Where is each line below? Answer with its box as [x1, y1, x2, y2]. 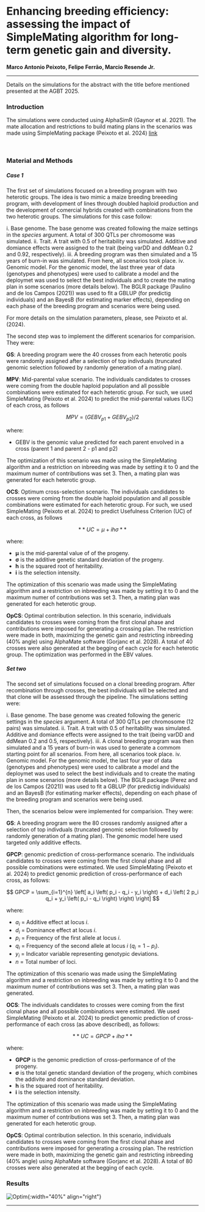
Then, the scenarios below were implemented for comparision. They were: [6, 807, 194, 815]
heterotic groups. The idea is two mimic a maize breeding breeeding [6, 193, 178, 201]
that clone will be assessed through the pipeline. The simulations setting [6, 693, 188, 700]
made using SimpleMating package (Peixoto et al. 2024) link [6, 129, 157, 137]
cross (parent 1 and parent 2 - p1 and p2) [15, 445, 118, 452]
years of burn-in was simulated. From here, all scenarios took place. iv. [6, 257, 185, 265]
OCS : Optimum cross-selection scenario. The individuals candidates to [6, 488, 185, 495]
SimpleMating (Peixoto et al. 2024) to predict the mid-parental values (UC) [6, 395, 193, 403]
